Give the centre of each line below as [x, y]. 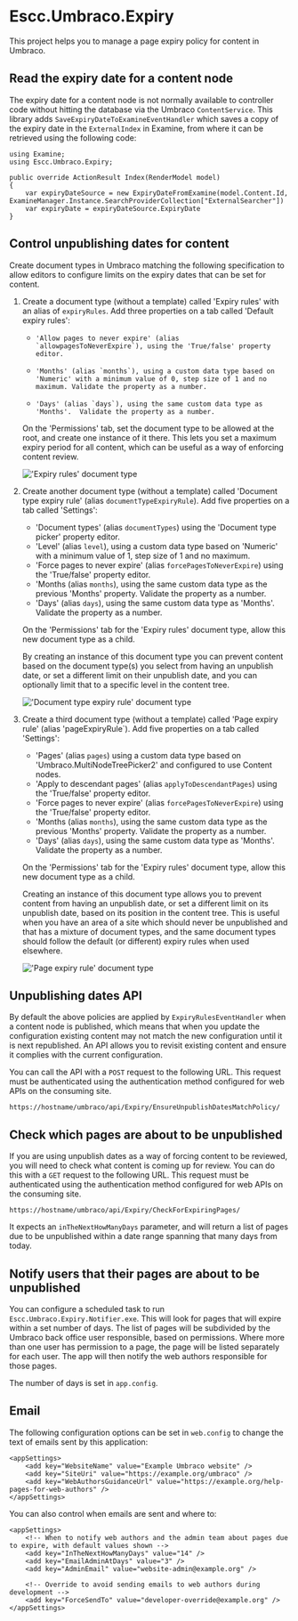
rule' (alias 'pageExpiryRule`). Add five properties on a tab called [141, 728]
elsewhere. [42, 951]
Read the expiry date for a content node [121, 79]
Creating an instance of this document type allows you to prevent [142, 894]
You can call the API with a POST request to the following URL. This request [145, 1072]
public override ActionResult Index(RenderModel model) [115, 177]
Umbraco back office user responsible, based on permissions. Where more [147, 1337]
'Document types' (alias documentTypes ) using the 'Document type [156, 527]
